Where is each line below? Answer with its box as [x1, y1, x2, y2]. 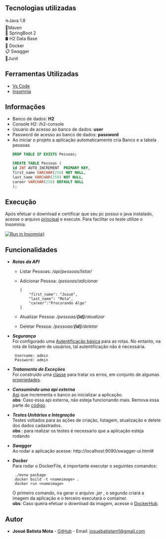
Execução [5, 197, 37, 206]
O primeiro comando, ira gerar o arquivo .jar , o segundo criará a [12, 490, 145, 496]
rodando [12, 433, 30, 439]
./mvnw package [14, 472, 46, 478]
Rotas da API [12, 259, 40, 265]
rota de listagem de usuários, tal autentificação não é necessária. [12, 344, 146, 350]
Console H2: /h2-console [12, 121, 64, 127]
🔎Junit [5, 55, 18, 61]
